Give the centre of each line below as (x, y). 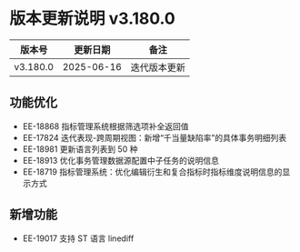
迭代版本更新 (158, 67)
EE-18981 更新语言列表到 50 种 (80, 149)
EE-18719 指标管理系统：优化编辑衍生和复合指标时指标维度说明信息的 (152, 171)
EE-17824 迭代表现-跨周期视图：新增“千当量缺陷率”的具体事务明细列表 (155, 137)
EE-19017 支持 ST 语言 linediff (78, 238)
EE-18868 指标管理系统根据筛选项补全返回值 (105, 126)
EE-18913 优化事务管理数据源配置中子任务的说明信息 (121, 160)
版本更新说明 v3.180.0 (92, 19)
